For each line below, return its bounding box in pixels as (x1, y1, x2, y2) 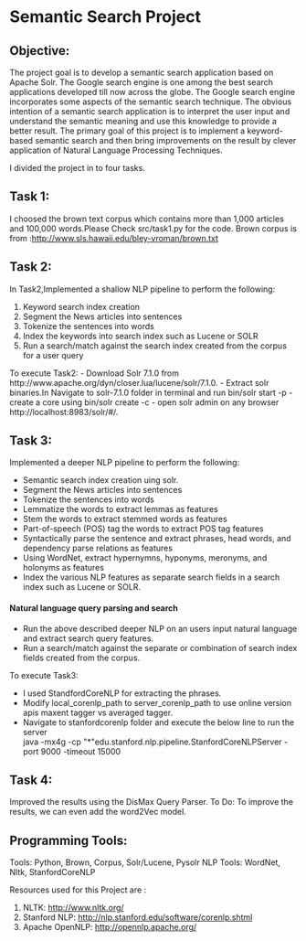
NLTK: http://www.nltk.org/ (22, 903, 125, 914)
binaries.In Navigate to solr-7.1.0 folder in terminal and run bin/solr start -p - (9, 387, 293, 398)
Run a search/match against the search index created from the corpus (22, 340, 288, 351)
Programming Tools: (9, 832, 128, 848)
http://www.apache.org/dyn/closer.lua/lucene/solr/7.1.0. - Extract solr (9, 377, 269, 388)
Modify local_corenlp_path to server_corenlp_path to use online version (22, 697, 292, 708)
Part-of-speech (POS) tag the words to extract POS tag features (22, 523, 265, 534)
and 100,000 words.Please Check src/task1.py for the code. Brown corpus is (9, 222, 297, 234)
